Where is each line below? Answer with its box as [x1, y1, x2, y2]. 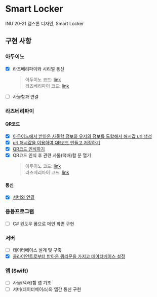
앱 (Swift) [5, 267, 29, 274]
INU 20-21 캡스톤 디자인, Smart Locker [5, 20, 84, 26]
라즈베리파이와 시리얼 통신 [12, 65, 65, 71]
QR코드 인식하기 [12, 146, 45, 152]
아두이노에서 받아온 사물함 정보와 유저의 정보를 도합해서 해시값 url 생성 [12, 133, 152, 139]
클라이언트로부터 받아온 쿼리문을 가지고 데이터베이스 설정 [12, 253, 126, 259]
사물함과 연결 [12, 93, 39, 99]
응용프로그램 [5, 208, 34, 215]
